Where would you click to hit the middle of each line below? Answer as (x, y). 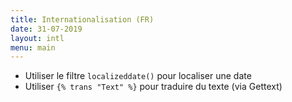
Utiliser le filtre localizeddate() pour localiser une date (138, 76)
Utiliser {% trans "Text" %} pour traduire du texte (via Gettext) (153, 87)
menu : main (33, 47)
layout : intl (37, 38)
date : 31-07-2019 (46, 29)
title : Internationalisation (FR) (82, 19)
